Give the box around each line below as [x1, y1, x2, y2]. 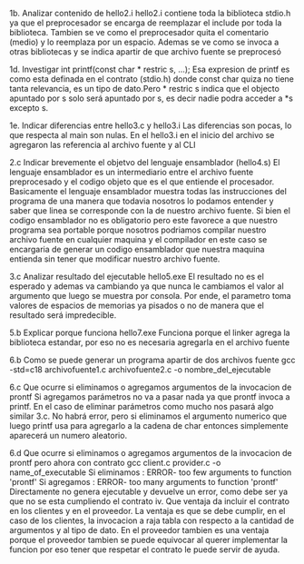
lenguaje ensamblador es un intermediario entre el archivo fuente [9, 167, 254, 177]
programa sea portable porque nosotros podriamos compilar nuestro [9, 224, 267, 235]
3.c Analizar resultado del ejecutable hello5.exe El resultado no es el [9, 272, 265, 282]
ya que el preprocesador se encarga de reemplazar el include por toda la [9, 17, 282, 28]
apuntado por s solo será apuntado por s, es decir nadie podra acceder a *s [9, 93, 293, 104]
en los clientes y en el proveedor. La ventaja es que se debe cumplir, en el [9, 506, 286, 516]
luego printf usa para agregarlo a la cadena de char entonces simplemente [9, 421, 289, 430]
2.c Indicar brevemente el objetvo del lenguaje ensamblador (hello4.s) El [9, 157, 280, 167]
